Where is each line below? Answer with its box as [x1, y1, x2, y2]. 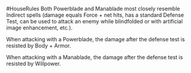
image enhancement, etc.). [6, 24, 73, 31]
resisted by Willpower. [6, 60, 61, 67]
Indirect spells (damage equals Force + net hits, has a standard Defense [6, 11, 184, 19]
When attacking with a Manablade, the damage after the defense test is [6, 54, 183, 60]
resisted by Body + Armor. [6, 42, 71, 49]
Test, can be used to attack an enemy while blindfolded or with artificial [6, 18, 183, 25]
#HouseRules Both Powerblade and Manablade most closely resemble [6, 5, 180, 12]
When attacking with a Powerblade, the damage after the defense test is [6, 36, 185, 42]
